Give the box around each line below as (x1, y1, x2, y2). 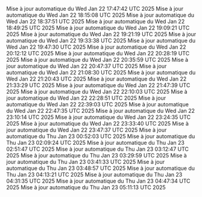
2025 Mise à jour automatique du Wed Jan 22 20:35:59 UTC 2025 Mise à (6, 56, 189, 63)
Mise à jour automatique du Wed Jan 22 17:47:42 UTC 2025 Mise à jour (6, 5, 184, 12)
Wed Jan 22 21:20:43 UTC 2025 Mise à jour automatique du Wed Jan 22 (6, 75, 187, 82)
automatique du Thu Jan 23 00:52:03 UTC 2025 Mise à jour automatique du (6, 133, 195, 140)
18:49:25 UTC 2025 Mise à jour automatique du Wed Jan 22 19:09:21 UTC (6, 24, 190, 31)
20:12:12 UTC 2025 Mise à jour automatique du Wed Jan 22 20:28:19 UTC (6, 50, 190, 56)
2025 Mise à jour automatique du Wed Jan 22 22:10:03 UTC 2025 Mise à (6, 88, 188, 95)
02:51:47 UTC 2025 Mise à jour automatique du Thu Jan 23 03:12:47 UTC (6, 145, 189, 153)
